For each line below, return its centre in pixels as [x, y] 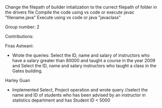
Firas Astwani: [19, 46]
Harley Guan [18, 80]
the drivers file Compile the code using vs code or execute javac [70, 12]
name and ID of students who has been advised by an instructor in [79, 95]
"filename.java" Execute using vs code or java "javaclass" [63, 17]
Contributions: [20, 36]
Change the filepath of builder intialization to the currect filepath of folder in [81, 7]
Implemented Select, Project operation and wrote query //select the [80, 90]
